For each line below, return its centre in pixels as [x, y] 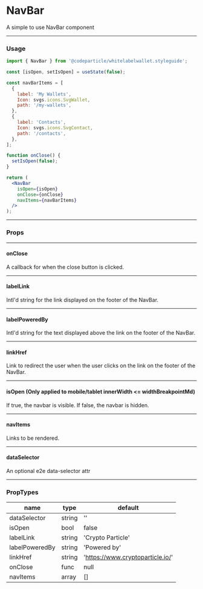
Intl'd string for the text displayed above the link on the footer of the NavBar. [101, 333]
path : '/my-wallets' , [44, 105]
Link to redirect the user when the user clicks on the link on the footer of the [101, 365]
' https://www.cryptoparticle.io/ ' [128, 558]
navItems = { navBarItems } [47, 200]
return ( [17, 178]
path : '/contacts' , [42, 134]
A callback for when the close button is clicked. [65, 267]
